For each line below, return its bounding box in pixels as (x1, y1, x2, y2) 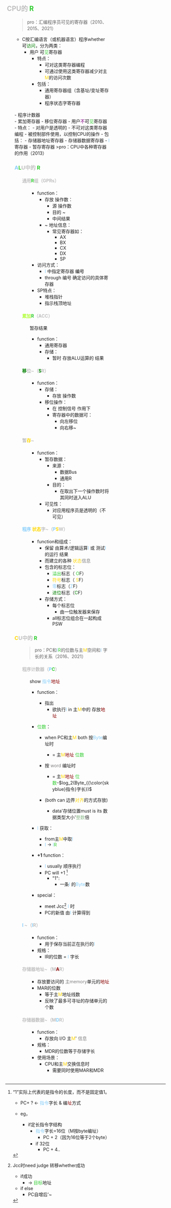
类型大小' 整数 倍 (56, 814, 90, 820)
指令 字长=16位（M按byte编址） (35, 1128, 101, 1134)
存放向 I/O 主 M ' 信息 (45, 1035, 88, 1042)
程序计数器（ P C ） (22, 666, 60, 672)
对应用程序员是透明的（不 (52, 507, 106, 513)
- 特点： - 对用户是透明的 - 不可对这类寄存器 (14, 125, 107, 131)
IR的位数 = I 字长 (45, 953, 79, 959)
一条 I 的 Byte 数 (60, 881, 90, 887)
